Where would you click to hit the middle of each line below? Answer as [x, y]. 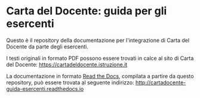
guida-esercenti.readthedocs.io [45, 88]
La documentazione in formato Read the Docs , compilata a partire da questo [100, 76]
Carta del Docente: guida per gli [87, 11]
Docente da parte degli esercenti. [47, 47]
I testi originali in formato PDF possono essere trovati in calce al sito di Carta [100, 58]
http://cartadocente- [161, 82]
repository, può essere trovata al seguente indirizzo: [70, 82]
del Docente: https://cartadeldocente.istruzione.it [67, 65]
